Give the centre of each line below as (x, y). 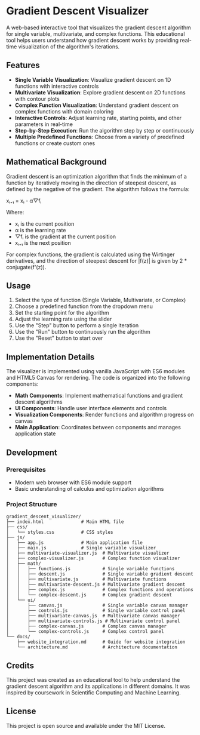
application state (35, 433)
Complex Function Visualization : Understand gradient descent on (97, 105)
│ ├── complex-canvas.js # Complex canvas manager (87, 626)
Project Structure (32, 504)
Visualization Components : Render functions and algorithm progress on (104, 415)
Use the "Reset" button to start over (59, 338)
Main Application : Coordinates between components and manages (98, 428)
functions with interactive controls (57, 86)
